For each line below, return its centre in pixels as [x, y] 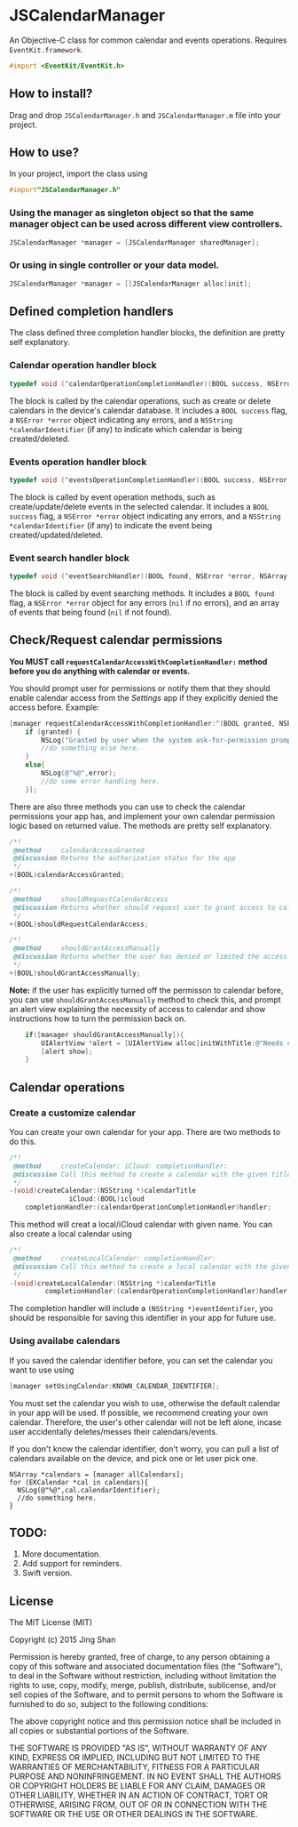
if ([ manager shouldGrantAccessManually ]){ [105, 1034]
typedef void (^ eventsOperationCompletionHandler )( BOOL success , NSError [149, 480]
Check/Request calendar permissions [116, 640]
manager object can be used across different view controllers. [146, 224]
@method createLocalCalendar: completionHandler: [114, 1258]
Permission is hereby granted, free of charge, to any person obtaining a [140, 1657]
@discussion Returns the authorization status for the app [125, 858]
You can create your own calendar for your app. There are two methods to [145, 1131]
